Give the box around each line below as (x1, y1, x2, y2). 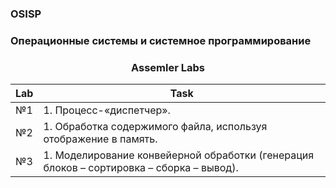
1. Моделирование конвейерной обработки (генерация (43, 148, 315, 162)
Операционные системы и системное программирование (10, 33, 312, 47)
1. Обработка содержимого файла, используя (43, 120, 268, 134)
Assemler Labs (131, 60, 205, 74)
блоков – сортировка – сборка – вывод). (43, 161, 239, 175)
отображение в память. (43, 132, 158, 146)
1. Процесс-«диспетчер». (43, 103, 171, 117)
